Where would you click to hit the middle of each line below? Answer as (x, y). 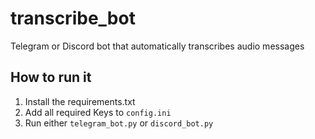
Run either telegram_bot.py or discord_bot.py (119, 123)
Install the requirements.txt (80, 101)
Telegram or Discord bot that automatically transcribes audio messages (157, 46)
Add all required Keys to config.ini (98, 112)
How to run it (51, 77)
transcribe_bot (73, 18)
